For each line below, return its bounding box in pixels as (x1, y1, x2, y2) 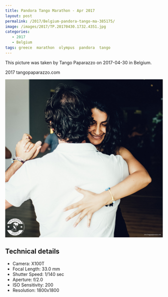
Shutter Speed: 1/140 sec (12, 271, 64, 277)
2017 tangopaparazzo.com (5, 69, 60, 75)
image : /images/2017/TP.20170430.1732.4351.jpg (5, 24, 106, 29)
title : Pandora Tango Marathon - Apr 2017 (5, 8, 95, 13)
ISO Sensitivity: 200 (12, 281, 53, 288)
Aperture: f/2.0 (12, 276, 43, 282)
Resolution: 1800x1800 (12, 287, 59, 293)
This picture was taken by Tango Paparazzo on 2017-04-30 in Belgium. (5, 59, 152, 65)
